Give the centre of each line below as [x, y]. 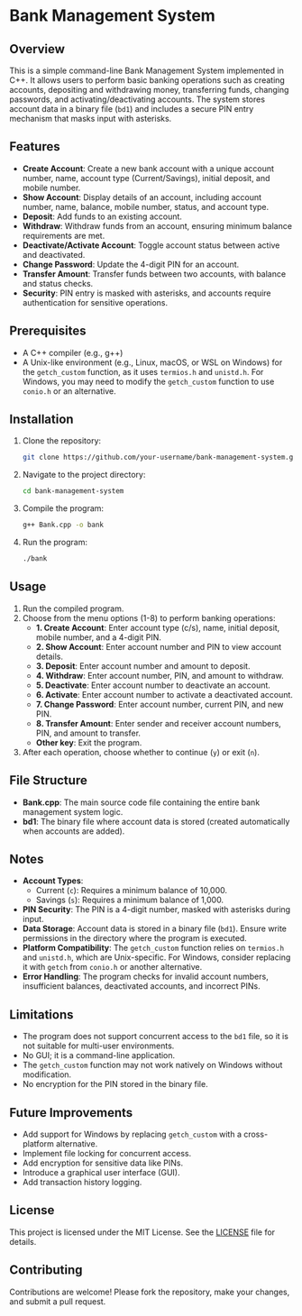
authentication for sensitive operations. [95, 302]
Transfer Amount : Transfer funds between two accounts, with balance [154, 274]
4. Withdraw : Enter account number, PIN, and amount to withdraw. [160, 675]
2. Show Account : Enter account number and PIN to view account [159, 646]
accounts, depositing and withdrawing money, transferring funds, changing [149, 90]
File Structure [48, 781]
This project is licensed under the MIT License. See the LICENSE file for [142, 1232]
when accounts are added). [73, 831]
